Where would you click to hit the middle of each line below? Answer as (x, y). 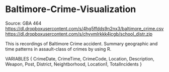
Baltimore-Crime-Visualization (71, 9)
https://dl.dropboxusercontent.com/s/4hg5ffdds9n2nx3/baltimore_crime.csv (84, 28)
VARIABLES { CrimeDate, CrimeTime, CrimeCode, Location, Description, (80, 58)
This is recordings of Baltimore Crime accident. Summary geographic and (81, 43)
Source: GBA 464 (23, 23)
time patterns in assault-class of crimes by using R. (58, 49)
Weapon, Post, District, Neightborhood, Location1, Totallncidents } (74, 64)
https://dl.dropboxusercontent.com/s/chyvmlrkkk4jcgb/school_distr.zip (79, 34)
